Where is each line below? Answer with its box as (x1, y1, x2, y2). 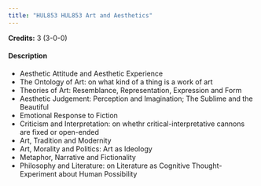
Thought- (191, 161, 222, 170)
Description (8, 51, 48, 61)
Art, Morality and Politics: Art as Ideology (19, 143, 153, 154)
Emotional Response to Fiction (19, 110, 118, 120)
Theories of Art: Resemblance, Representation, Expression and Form (19, 85, 242, 95)
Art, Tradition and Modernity (19, 136, 112, 145)
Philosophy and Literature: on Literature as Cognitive (19, 161, 190, 170)
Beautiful (19, 102, 50, 111)
